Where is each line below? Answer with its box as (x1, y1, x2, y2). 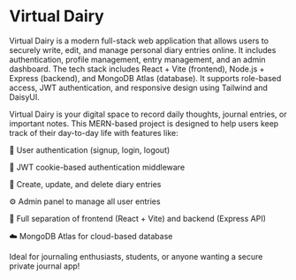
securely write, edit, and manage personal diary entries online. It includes (9, 44, 277, 55)
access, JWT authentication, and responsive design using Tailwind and (9, 82, 268, 93)
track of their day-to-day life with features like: (9, 127, 178, 138)
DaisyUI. (9, 91, 40, 102)
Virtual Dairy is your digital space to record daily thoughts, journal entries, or (9, 109, 287, 119)
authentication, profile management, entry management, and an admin (9, 54, 266, 64)
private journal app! (9, 261, 80, 271)
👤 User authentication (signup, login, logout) (9, 144, 171, 155)
